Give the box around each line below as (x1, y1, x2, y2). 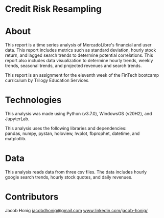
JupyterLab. (5, 116, 30, 122)
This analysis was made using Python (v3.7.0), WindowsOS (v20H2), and (5, 111, 152, 117)
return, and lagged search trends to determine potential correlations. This (5, 52, 153, 58)
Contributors (5, 192, 59, 202)
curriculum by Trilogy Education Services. (5, 77, 90, 84)
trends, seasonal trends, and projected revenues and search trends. (5, 63, 142, 69)
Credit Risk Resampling (5, 3, 102, 15)
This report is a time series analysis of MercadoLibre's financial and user (5, 42, 152, 48)
